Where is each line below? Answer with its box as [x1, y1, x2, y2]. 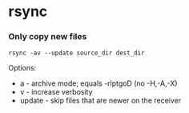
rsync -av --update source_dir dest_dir [8, 49, 146, 58]
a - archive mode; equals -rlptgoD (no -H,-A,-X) [19, 79, 178, 88]
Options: [8, 63, 37, 73]
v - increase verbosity [19, 87, 94, 97]
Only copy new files [8, 31, 87, 42]
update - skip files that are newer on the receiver [19, 95, 182, 106]
